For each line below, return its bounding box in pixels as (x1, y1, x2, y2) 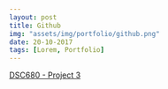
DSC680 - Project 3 (9, 70, 81, 80)
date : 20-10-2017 (9, 37, 73, 47)
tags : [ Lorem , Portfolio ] (9, 46, 104, 55)
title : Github (9, 21, 62, 30)
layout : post (9, 12, 57, 22)
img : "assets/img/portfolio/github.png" (9, 29, 161, 38)
